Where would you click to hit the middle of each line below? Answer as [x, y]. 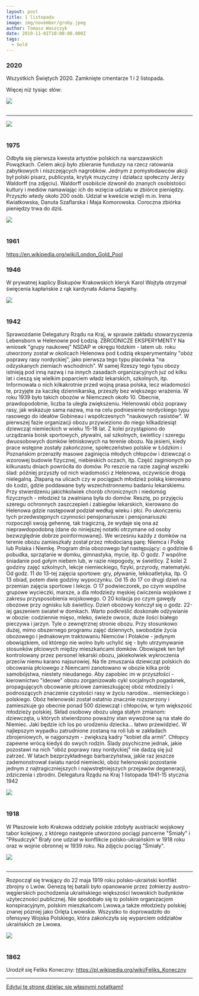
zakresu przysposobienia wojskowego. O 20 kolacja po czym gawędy [91, 599]
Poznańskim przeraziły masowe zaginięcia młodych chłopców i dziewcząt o [98, 454]
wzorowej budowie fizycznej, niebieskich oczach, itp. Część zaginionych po [99, 460]
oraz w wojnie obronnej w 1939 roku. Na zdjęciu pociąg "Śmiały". [86, 846]
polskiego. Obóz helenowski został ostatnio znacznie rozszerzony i [88, 699]
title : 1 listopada [30, 17]
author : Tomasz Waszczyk [37, 28]
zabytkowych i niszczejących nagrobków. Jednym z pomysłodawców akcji [97, 171]
